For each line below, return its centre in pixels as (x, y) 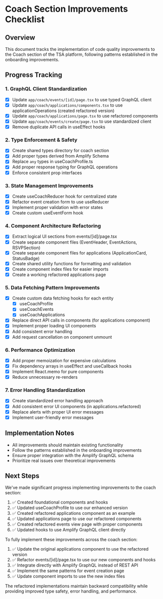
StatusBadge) (26, 258)
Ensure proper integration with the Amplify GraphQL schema (73, 455)
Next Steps (22, 476)
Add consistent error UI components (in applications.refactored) (77, 406)
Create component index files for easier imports (60, 269)
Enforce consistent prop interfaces (47, 173)
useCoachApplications (42, 315)
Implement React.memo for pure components (58, 372)
